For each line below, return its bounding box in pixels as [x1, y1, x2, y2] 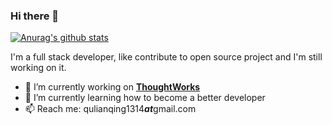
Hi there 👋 [10, 9, 60, 23]
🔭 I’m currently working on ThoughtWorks [24, 81, 201, 93]
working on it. [10, 62, 67, 74]
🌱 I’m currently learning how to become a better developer [24, 92, 266, 104]
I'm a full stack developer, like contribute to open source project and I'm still [10, 51, 323, 63]
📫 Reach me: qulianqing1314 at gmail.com [24, 103, 197, 115]
